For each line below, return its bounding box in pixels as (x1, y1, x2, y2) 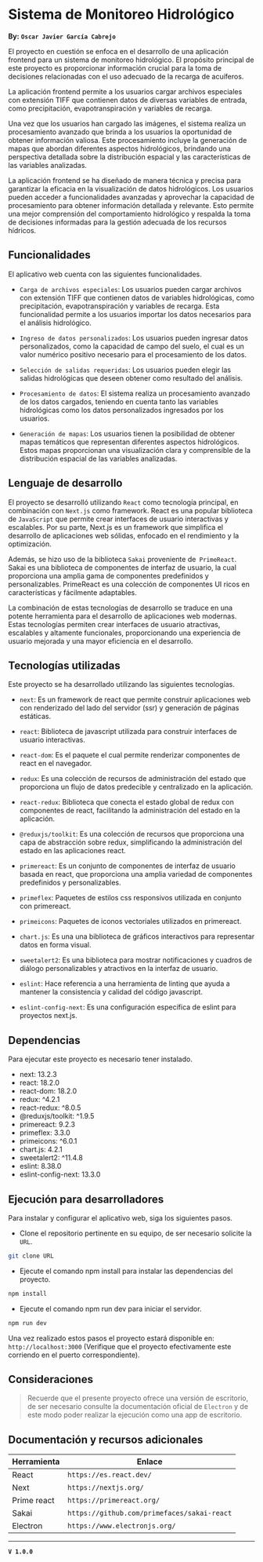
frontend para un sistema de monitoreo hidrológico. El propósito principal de (8, 55, 254, 64)
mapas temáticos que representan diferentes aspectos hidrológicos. (19, 437, 240, 447)
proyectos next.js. (19, 1011, 77, 1020)
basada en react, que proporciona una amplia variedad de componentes (19, 870, 253, 879)
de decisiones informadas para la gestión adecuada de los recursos (8, 217, 227, 227)
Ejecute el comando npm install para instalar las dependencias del (19, 1266, 233, 1276)
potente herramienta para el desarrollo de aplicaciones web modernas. (8, 611, 237, 621)
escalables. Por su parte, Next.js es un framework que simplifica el (8, 522, 224, 531)
